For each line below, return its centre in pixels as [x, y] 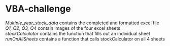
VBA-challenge [38, 9]
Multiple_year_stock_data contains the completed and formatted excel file [82, 23]
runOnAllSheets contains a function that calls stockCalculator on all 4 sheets [85, 39]
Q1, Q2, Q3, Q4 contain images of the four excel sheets [63, 28]
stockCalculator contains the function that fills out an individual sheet [78, 33]
